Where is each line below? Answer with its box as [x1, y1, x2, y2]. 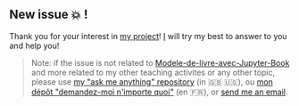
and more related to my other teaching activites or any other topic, [30, 67, 275, 77]
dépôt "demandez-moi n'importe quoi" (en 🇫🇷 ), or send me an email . [30, 86, 288, 97]
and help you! [9, 40, 60, 51]
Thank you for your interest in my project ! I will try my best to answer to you [9, 30, 287, 41]
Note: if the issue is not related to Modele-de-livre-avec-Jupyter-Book [30, 57, 290, 68]
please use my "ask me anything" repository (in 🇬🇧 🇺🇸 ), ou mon [30, 76, 274, 87]
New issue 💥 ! [9, 7, 88, 22]
